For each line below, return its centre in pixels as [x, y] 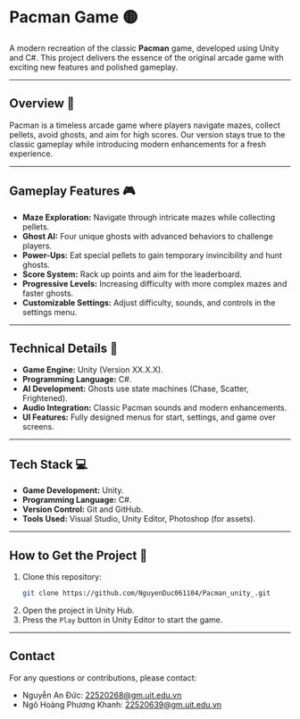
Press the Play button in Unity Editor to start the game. [122, 619]
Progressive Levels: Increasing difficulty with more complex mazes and [154, 283]
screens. [38, 427]
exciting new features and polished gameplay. [94, 67]
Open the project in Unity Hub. [79, 610]
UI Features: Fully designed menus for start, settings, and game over [149, 417]
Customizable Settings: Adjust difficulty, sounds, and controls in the [149, 302]
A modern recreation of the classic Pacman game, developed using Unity [144, 48]
